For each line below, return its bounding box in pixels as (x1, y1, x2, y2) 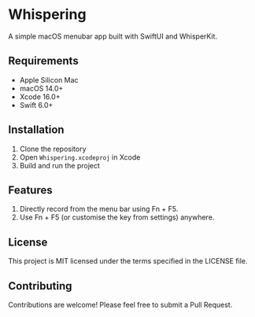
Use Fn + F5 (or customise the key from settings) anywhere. (19, 212, 215, 222)
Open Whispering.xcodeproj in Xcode (19, 152, 141, 162)
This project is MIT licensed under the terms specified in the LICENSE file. (8, 256, 248, 266)
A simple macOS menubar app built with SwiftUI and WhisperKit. (8, 31, 218, 41)
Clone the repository (19, 144, 87, 153)
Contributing (8, 279, 72, 293)
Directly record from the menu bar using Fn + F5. (19, 205, 179, 214)
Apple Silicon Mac (19, 75, 79, 84)
